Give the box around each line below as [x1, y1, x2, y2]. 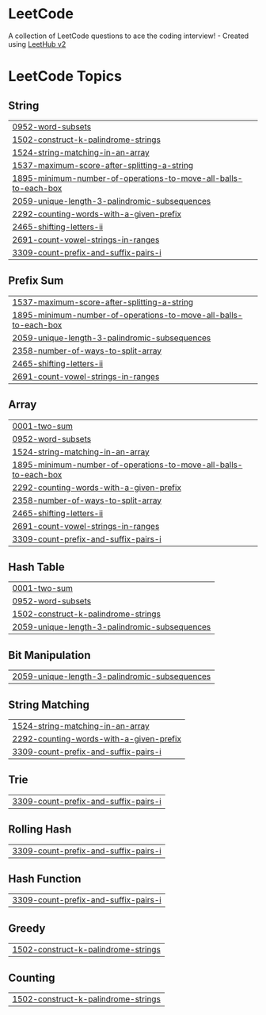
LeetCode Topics [8, 67, 123, 86]
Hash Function [8, 872, 82, 886]
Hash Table [8, 560, 65, 573]
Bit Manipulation [8, 648, 91, 662]
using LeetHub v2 [8, 39, 66, 48]
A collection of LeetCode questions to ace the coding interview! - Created [8, 31, 249, 40]
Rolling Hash [8, 822, 72, 837]
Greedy [8, 921, 46, 935]
